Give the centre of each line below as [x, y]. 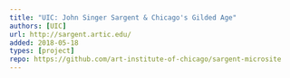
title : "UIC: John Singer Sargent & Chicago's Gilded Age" [123, 17]
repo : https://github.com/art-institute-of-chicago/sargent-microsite [145, 59]
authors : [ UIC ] [38, 26]
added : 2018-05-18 [44, 43]
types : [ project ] [42, 51]
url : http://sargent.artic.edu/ [70, 34]
